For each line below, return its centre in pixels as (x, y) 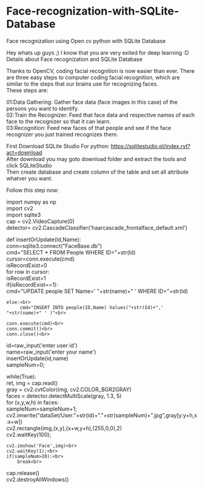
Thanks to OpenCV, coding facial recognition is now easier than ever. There (101, 70)
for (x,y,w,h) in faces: (33, 402)
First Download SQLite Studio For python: (58, 146)
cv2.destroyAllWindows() (38, 479)
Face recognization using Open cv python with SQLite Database (86, 41)
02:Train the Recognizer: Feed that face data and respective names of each (101, 115)
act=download (24, 152)
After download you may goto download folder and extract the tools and (96, 159)
